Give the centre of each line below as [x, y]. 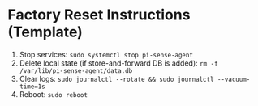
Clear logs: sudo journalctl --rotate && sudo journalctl [116, 78]
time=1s [32, 87]
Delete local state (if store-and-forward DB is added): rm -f [118, 63]
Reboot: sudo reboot [54, 94]
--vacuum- [234, 79]
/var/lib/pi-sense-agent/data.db [76, 70]
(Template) [45, 32]
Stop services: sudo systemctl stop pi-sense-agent [106, 54]
